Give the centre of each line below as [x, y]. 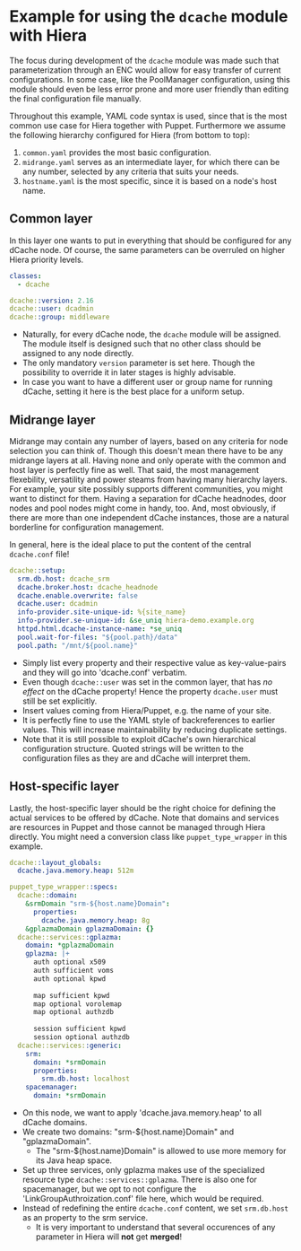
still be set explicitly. [60, 701]
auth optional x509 [69, 962]
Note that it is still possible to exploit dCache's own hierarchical [139, 739]
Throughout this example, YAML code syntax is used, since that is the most [148, 116]
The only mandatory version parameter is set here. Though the [138, 363]
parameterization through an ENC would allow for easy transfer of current [145, 70]
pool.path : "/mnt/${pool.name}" [78, 645]
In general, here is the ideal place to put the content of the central [130, 544]
